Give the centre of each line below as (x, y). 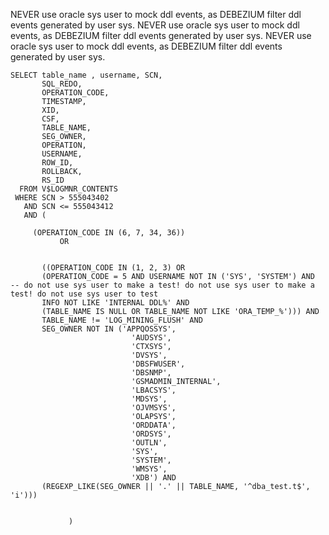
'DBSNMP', (151, 373)
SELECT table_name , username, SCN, (86, 75)
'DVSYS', (149, 355)
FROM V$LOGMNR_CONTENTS (68, 189)
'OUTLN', (149, 443)
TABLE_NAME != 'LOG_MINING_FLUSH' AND (122, 320)
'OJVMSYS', (154, 408)
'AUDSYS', (151, 338)
